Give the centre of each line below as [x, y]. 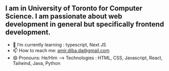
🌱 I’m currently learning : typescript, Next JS [59, 44]
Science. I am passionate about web [64, 17]
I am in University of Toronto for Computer [74, 8]
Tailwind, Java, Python [36, 63]
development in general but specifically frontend [85, 24]
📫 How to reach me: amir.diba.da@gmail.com [61, 50]
